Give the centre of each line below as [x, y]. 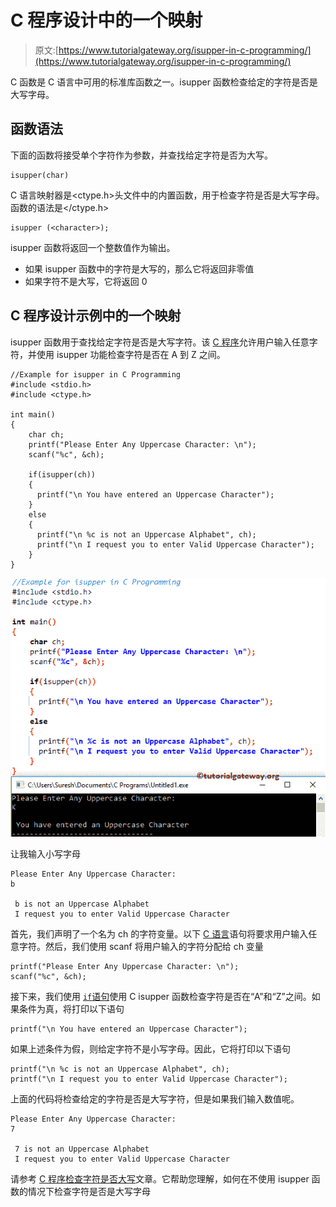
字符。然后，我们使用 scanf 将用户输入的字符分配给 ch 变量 [141, 947]
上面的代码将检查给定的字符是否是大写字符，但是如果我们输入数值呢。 [155, 1099]
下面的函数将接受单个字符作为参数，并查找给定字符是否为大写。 [141, 155]
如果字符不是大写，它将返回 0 [86, 281]
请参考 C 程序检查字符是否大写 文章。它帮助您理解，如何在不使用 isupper [160, 1179]
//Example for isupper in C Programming [96, 374]
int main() [33, 414]
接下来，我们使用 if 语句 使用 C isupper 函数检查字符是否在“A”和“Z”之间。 [161, 997]
